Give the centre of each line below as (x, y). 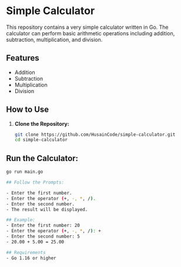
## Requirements (26, 252)
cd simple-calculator (41, 140)
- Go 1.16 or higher (31, 258)
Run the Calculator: (42, 158)
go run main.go (25, 172)
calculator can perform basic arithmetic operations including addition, (90, 33)
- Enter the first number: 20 (43, 226)
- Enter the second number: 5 (43, 236)
